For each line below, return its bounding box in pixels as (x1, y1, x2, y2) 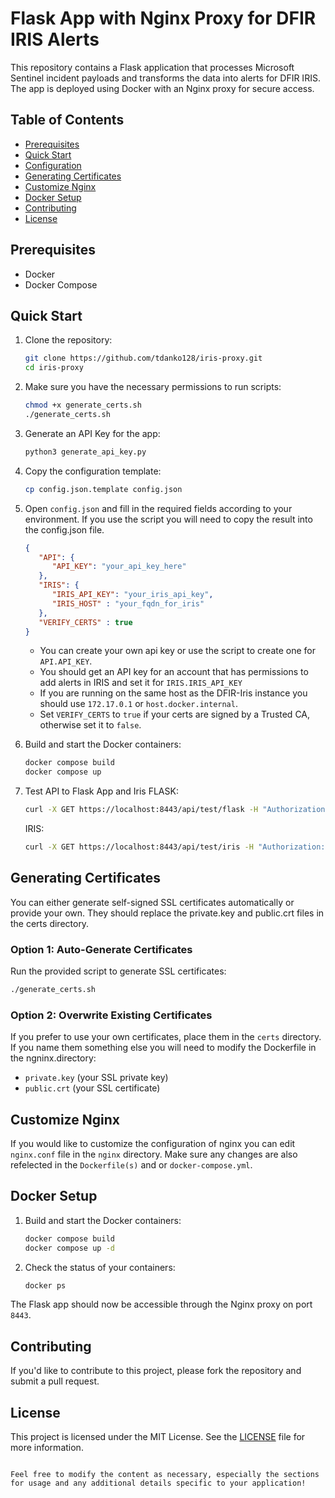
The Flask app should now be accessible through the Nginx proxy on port (10, 1298, 313, 1311)
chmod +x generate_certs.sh (24, 400, 142, 411)
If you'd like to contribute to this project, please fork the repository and (10, 1365, 302, 1377)
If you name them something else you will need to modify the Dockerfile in (10, 1042, 317, 1054)
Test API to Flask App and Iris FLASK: (24, 785, 179, 797)
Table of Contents (10, 112, 125, 129)
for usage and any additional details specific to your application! (10, 1478, 307, 1489)
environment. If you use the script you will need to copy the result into (24, 513, 313, 525)
